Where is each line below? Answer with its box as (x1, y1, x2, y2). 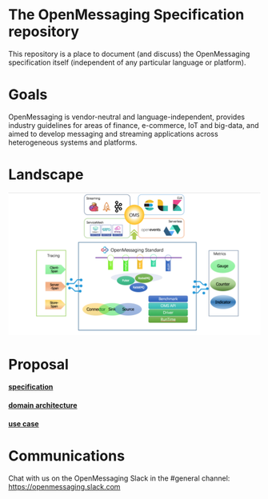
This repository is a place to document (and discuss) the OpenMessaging (8, 49, 250, 58)
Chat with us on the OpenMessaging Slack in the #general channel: (8, 473, 230, 483)
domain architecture (8, 401, 78, 410)
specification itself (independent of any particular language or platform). (8, 58, 246, 67)
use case (8, 418, 39, 429)
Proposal (8, 355, 70, 373)
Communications (8, 446, 126, 465)
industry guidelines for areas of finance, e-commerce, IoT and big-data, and (8, 120, 259, 130)
